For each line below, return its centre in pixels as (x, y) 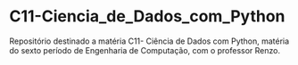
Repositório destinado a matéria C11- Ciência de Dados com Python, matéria (149, 41)
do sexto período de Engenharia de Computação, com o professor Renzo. (145, 50)
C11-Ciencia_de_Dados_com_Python (147, 16)
